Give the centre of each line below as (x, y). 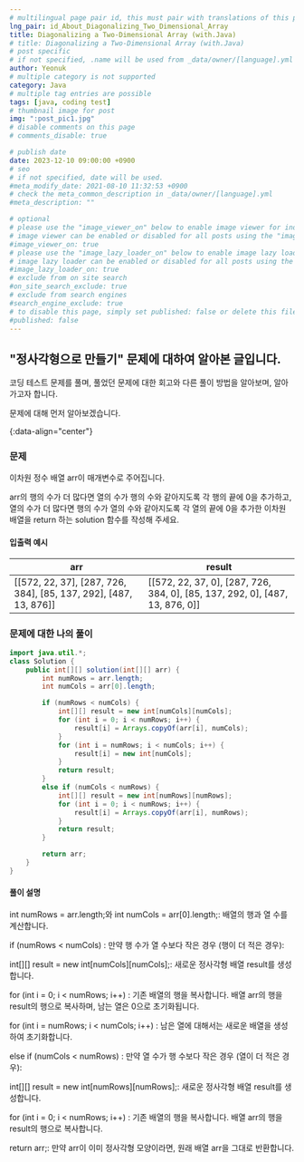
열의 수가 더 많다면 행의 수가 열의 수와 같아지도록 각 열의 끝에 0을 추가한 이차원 (148, 508)
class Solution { (42, 661)
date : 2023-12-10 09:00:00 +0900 (72, 160)
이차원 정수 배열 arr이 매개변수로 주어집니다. (87, 478)
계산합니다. (29, 926)
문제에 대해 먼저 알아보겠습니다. (65, 413)
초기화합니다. (49, 1037)
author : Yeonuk (38, 69)
